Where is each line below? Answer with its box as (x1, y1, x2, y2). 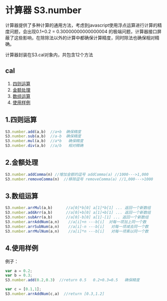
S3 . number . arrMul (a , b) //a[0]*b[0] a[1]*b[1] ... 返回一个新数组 (5, 206, 151, 211)
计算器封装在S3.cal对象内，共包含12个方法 (5, 51, 93, 58)
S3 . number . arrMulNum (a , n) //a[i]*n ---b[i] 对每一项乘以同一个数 (5, 229, 149, 234)
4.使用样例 (5, 244, 39, 253)
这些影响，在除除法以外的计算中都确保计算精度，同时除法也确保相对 (14, 35, 155, 41)
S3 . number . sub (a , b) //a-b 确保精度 (5, 134, 81, 139)
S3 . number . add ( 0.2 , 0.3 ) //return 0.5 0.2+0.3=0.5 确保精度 (5, 277, 140, 283)
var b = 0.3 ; (5, 273, 33, 278)
